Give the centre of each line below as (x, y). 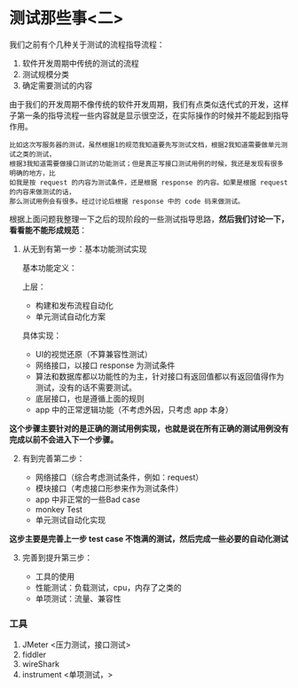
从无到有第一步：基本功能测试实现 (84, 248)
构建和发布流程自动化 (74, 305)
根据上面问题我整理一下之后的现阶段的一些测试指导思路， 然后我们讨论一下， (149, 219)
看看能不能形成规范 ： (48, 230)
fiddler (34, 655)
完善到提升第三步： (57, 557)
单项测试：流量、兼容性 (78, 598)
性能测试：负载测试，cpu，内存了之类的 (108, 587)
